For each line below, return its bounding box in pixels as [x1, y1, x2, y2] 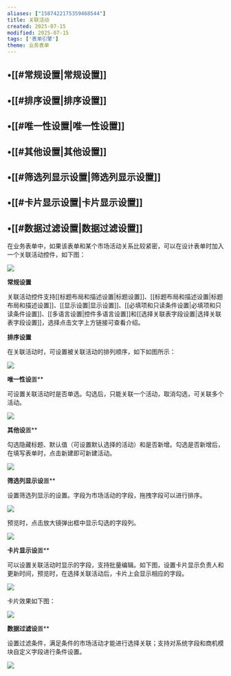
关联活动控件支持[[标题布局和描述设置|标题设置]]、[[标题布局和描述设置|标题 [7, 293, 223, 301]
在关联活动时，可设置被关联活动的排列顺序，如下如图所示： [7, 348, 176, 356]
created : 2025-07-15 [7, 23, 67, 30]
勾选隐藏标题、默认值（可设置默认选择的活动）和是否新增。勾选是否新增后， [7, 441, 224, 449]
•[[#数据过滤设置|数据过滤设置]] [7, 222, 143, 234]
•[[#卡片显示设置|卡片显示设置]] [7, 197, 143, 208]
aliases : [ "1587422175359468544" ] [7, 10, 107, 17]
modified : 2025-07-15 [7, 29, 69, 36]
